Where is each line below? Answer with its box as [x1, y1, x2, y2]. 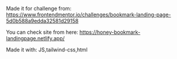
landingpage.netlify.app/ [6, 35, 65, 41]
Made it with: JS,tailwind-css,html [6, 46, 88, 53]
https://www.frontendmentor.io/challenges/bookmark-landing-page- [6, 11, 171, 18]
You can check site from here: [6, 29, 79, 36]
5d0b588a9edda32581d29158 [6, 18, 79, 24]
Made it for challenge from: [6, 5, 72, 12]
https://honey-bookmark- [79, 29, 141, 36]
